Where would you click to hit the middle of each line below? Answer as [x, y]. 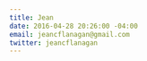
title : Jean [31, 17]
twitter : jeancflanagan [54, 43]
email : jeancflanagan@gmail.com [69, 34]
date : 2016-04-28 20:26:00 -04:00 [74, 26]
